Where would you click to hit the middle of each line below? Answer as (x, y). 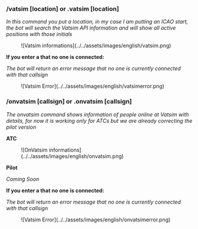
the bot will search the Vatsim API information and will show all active (91, 28)
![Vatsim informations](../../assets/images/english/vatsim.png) (96, 45)
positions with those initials (39, 34)
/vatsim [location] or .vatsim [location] (63, 9)
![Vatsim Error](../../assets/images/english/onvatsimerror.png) (96, 220)
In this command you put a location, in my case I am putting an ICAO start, (97, 22)
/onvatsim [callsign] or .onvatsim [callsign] (69, 102)
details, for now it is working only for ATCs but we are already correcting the (99, 120)
